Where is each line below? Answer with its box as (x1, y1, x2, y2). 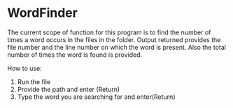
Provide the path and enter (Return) (17, 85, 120, 93)
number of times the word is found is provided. (7, 50, 143, 59)
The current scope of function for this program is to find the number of (7, 28, 211, 36)
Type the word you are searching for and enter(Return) (17, 93, 176, 101)
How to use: (7, 64, 42, 72)
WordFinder (7, 5, 78, 21)
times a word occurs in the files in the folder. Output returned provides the (7, 35, 221, 43)
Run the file (17, 77, 51, 86)
